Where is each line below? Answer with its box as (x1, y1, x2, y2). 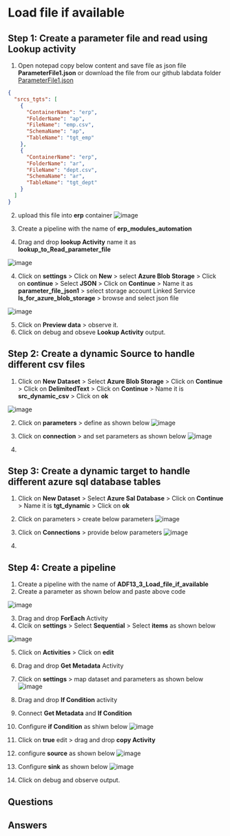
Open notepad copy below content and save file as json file (17, 61, 187, 70)
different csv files (8, 359, 85, 371)
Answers (8, 819, 48, 831)
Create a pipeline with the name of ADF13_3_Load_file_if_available (17, 580, 209, 588)
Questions (8, 796, 54, 808)
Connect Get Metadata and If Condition (17, 709, 132, 717)
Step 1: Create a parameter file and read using (8, 32, 208, 44)
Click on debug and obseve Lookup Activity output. (17, 328, 166, 336)
